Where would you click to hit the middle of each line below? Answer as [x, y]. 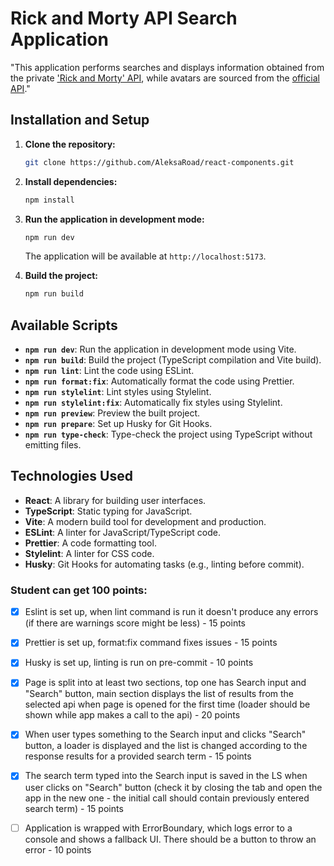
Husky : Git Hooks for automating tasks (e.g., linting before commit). [164, 564]
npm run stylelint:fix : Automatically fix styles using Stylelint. [153, 403]
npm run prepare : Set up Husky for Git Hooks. [118, 424]
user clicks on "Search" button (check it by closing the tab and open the [173, 787]
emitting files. [53, 445]
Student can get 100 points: [79, 590]
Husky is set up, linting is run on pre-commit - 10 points [139, 663]
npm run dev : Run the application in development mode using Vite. [160, 349]
